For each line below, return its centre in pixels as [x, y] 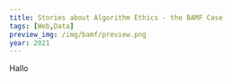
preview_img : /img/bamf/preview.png [78, 34]
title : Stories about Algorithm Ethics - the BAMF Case [116, 18]
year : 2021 [30, 43]
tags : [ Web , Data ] [42, 26]
